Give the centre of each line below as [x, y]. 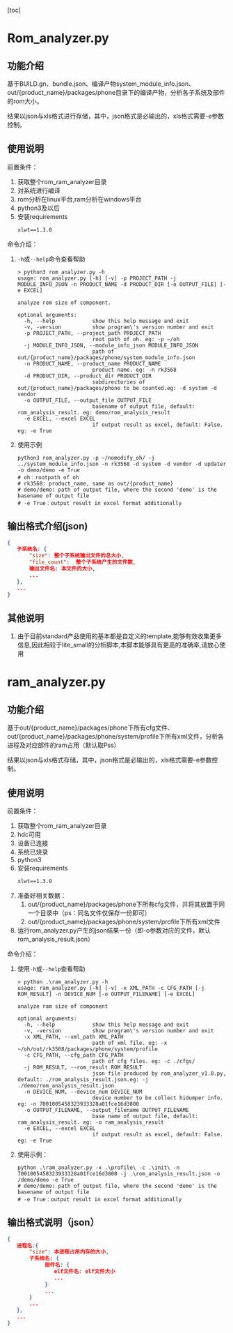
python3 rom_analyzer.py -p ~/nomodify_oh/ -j [86, 458]
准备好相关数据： [42, 895]
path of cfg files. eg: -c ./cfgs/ [144, 1061]
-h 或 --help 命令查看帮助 [51, 259]
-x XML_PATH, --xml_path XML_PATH [74, 1037]
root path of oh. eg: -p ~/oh [136, 339]
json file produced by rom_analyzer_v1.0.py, [159, 1074]
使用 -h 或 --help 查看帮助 [51, 968]
